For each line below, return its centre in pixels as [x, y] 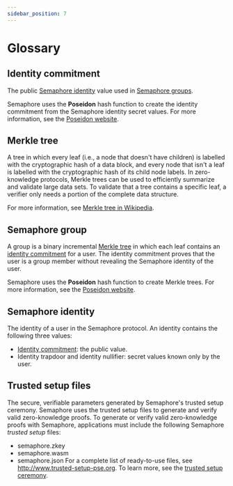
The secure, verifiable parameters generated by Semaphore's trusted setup [115, 402]
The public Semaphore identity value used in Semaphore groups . [100, 91]
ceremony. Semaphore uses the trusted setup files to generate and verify [112, 410]
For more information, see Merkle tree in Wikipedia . [81, 208]
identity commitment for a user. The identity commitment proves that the [111, 254]
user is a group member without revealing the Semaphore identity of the [111, 261]
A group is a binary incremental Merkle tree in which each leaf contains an [114, 246]
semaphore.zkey [41, 446]
